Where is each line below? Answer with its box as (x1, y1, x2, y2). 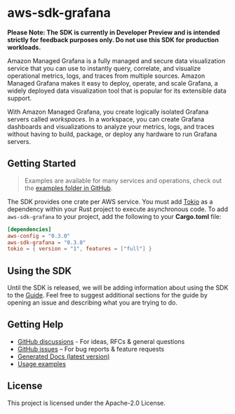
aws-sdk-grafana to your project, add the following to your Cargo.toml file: (7, 212, 222, 220)
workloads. (7, 43, 41, 51)
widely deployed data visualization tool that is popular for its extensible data (7, 86, 227, 95)
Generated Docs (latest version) (17, 352, 110, 361)
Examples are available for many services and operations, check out (24, 176, 222, 185)
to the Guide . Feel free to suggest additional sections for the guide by (7, 291, 208, 300)
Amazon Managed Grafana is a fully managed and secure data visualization (7, 56, 226, 65)
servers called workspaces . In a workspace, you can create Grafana (7, 114, 205, 123)
